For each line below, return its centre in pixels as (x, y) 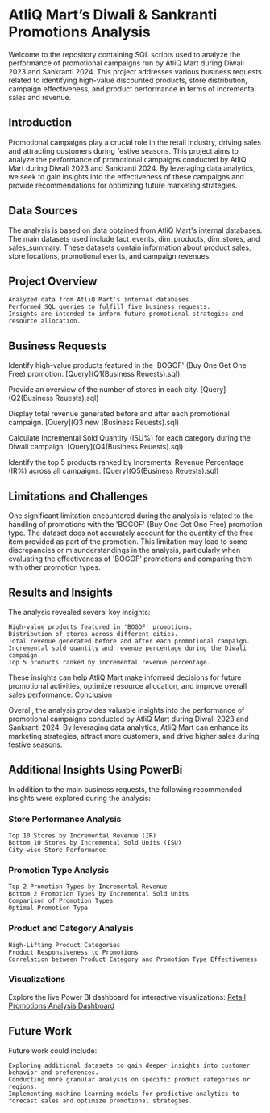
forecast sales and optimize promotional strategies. (101, 1101)
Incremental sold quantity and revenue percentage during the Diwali (128, 648)
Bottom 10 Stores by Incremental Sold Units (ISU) (95, 842)
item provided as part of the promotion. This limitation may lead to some (128, 542)
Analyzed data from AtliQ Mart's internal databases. (101, 300)
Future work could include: (53, 1050)
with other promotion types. (54, 567)
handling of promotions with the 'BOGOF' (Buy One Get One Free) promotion (135, 524)
